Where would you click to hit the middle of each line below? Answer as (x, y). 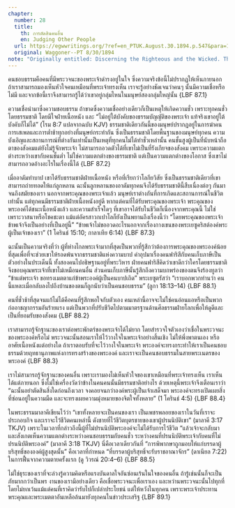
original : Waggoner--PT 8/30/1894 (64, 53)
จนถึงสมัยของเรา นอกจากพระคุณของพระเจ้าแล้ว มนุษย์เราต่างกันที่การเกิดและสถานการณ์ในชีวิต (116, 193)
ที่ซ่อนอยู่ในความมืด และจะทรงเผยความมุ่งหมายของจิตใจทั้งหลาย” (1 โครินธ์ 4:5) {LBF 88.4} (117, 398)
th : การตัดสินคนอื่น (42, 33)
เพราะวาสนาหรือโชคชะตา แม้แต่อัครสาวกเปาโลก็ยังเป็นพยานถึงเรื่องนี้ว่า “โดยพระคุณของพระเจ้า (115, 216)
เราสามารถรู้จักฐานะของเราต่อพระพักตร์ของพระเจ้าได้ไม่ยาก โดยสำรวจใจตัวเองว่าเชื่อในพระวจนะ (116, 329)
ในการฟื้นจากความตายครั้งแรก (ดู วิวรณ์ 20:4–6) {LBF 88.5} (82, 459)
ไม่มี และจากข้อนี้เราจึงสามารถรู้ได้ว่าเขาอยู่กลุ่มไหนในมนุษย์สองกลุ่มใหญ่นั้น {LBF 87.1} (108, 94)
